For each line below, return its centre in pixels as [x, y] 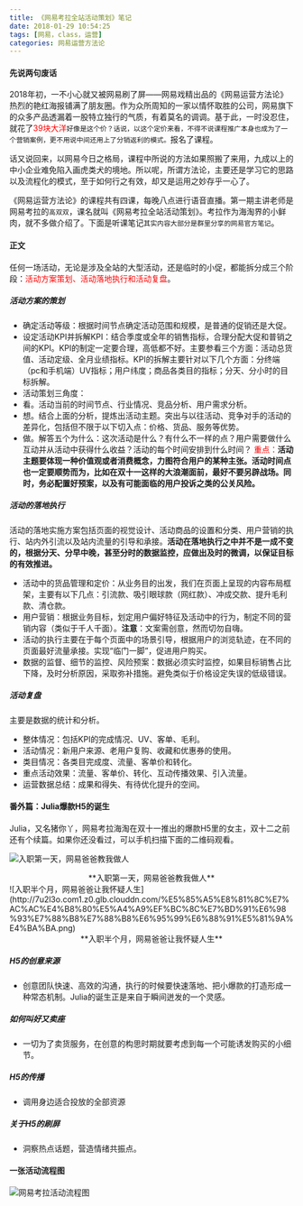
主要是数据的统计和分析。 [57, 720]
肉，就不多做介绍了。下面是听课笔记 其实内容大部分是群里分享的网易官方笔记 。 [144, 223]
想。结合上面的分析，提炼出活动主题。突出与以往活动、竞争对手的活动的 [156, 415]
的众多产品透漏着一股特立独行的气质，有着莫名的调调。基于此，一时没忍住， [151, 117]
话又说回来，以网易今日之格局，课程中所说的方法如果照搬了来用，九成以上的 [151, 159]
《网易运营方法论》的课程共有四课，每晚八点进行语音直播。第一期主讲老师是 [151, 200]
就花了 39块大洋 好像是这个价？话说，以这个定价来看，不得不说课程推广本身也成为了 [145, 128]
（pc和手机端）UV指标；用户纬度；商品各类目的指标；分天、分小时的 [151, 370]
